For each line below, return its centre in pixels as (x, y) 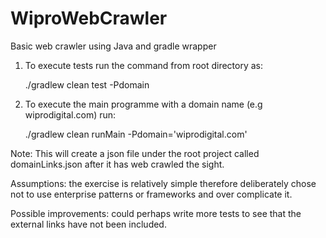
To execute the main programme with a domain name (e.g (143, 104)
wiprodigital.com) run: (70, 114)
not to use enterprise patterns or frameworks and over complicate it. (151, 194)
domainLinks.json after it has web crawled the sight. (117, 164)
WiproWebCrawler (89, 18)
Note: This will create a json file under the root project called (135, 153)
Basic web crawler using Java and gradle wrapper (113, 46)
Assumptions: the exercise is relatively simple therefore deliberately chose (163, 183)
